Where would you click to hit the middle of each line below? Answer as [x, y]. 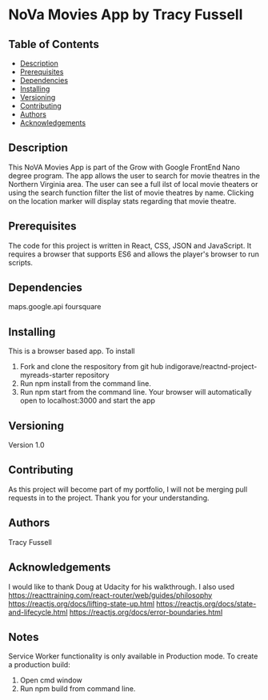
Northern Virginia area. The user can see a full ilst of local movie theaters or [133, 184]
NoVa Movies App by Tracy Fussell [126, 15]
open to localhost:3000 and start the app [88, 400]
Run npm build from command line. [78, 689]
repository [92, 375]
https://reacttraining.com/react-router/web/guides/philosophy [110, 595]
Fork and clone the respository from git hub [92, 367]
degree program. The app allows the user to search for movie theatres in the [134, 175]
